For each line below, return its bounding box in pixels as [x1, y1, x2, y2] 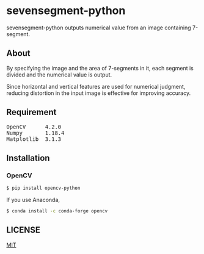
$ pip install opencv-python [6, 185, 81, 192]
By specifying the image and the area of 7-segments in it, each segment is [6, 64, 194, 72]
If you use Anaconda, [6, 196, 60, 204]
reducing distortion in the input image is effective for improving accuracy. [6, 89, 191, 97]
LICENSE [6, 225, 41, 236]
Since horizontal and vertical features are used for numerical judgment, [6, 83, 186, 90]
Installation [6, 152, 50, 163]
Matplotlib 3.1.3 [6, 135, 62, 143]
